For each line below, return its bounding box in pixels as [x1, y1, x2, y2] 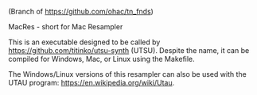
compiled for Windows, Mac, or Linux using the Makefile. [8, 55, 195, 63]
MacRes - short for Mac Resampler [8, 22, 123, 31]
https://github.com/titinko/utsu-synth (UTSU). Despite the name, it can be [8, 46, 250, 55]
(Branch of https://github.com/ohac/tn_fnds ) [8, 7, 154, 16]
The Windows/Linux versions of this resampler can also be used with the [8, 70, 247, 78]
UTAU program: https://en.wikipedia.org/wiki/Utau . [8, 78, 175, 87]
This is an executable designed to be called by [8, 37, 161, 47]
